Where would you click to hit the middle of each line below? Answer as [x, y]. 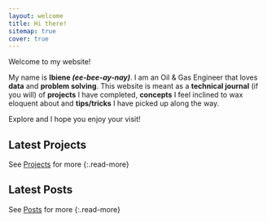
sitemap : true [33, 31]
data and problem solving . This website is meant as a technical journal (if [133, 86]
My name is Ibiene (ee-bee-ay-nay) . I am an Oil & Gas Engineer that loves [133, 77]
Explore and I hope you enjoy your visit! [74, 120]
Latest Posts [41, 190]
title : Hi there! [38, 24]
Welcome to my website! [50, 62]
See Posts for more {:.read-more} [64, 209]
